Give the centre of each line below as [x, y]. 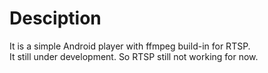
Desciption [55, 18]
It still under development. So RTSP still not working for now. [134, 56]
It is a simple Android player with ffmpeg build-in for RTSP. [130, 46]
